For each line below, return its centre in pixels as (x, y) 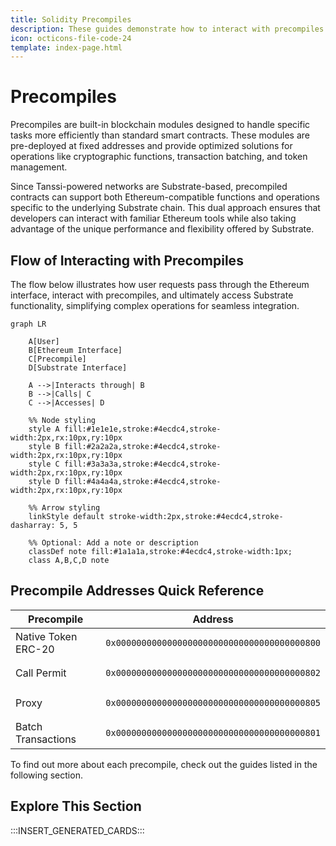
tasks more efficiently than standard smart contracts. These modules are (160, 135)
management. (39, 167)
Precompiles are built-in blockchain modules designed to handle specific (160, 125)
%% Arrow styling (64, 508)
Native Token (46, 636)
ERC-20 (35, 649)
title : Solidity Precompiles (71, 19)
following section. (46, 775)
